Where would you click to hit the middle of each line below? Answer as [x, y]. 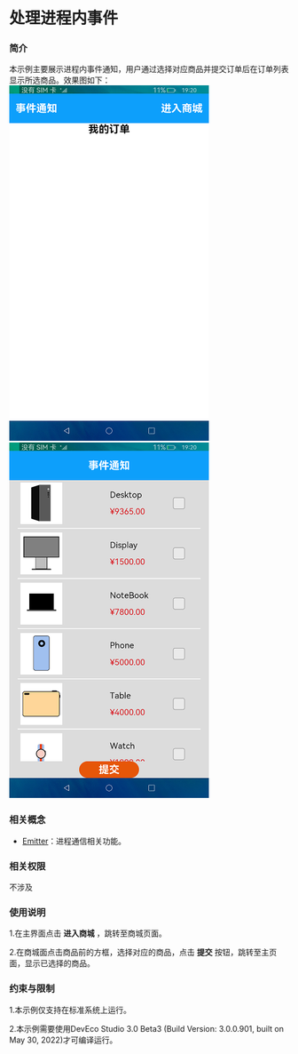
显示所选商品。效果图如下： [60, 80]
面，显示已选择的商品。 [52, 963]
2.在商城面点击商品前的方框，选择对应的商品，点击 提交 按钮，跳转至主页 [143, 953]
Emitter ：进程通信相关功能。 [74, 841]
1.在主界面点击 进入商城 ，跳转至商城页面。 [88, 933]
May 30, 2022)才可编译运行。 [63, 1040]
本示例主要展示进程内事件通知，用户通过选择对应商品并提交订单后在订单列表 [149, 69]
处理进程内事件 [64, 18]
